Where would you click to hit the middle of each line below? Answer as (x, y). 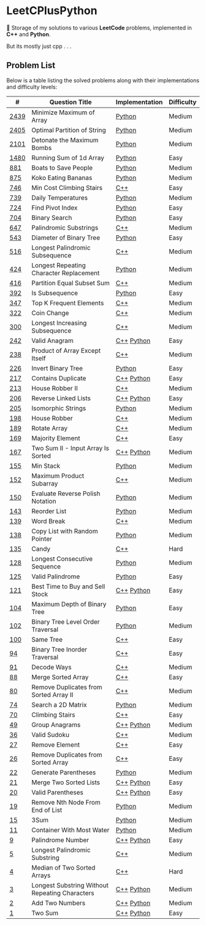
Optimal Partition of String (69, 130)
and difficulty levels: (32, 87)
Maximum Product (58, 476)
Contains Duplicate (59, 378)
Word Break (48, 521)
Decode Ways (51, 667)
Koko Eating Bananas (62, 178)
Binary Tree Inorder (59, 649)
